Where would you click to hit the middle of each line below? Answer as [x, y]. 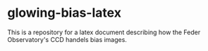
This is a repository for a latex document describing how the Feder [104, 32]
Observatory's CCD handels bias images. [67, 39]
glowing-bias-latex [65, 13]
